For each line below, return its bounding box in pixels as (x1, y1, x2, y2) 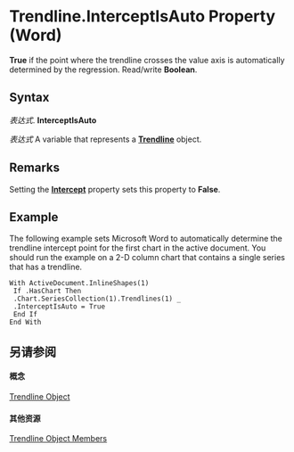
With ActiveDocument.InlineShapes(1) (9, 279, 150, 288)
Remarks (9, 160, 61, 176)
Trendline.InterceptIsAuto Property (9, 6, 276, 27)
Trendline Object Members (9, 433, 108, 444)
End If (12, 310, 38, 319)
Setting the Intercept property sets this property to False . (9, 184, 221, 194)
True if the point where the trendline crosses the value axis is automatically (9, 54, 285, 65)
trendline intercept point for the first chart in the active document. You (9, 242, 266, 253)
